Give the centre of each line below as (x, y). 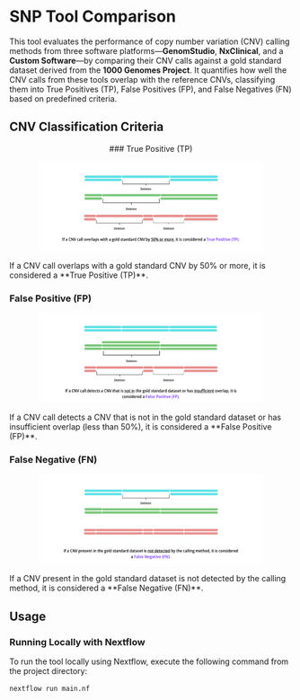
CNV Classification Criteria (87, 127)
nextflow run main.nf (50, 689)
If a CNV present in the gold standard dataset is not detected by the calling (148, 579)
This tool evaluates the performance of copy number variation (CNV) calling (150, 41)
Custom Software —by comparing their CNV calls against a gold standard (146, 60)
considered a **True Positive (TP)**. (79, 275)
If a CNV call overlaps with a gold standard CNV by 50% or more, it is (138, 265)
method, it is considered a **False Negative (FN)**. (106, 588)
